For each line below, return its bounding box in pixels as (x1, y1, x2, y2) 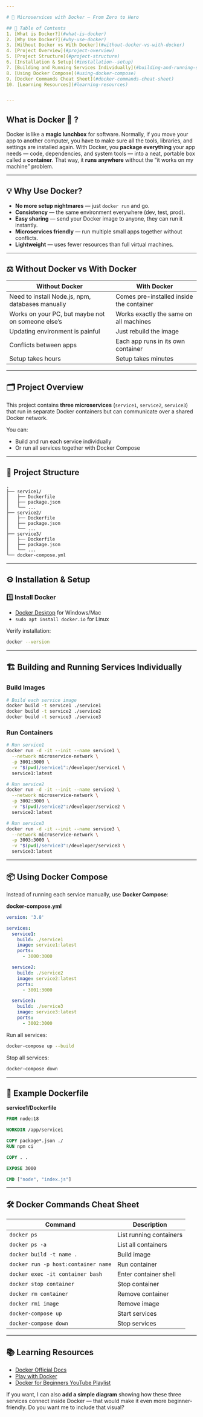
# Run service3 (6, 820, 45, 826)
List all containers (117, 1241, 167, 1249)
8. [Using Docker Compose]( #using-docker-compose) (6, 70, 137, 76)
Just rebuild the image (115, 327, 179, 335)
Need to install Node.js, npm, (9, 292, 91, 301)
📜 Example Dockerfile (6, 1088, 89, 1098)
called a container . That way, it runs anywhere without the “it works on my (6, 156, 194, 164)
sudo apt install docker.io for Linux (14, 616, 109, 622)
